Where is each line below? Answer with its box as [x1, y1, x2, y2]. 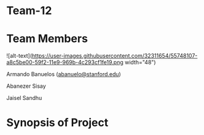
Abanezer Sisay [6, 82, 46, 90]
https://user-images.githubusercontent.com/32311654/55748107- [31, 52, 198, 60]
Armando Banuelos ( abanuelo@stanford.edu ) [6, 71, 121, 78]
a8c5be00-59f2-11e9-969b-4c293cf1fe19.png [6, 59, 124, 66]
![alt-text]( [6, 52, 33, 60]
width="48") [125, 59, 156, 66]
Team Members [6, 32, 88, 46]
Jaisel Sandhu [6, 94, 42, 102]
